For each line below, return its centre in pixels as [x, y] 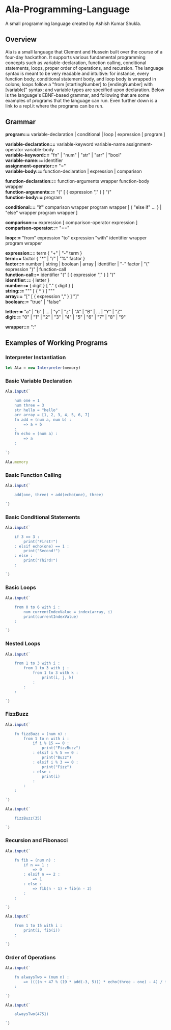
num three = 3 [29, 405]
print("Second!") [42, 551]
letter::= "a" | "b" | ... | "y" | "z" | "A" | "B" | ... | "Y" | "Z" [64, 311]
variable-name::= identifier [34, 160]
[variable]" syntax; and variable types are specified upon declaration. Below [85, 90]
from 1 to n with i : [47, 739]
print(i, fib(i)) [42, 931]
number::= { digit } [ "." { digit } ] [39, 285]
